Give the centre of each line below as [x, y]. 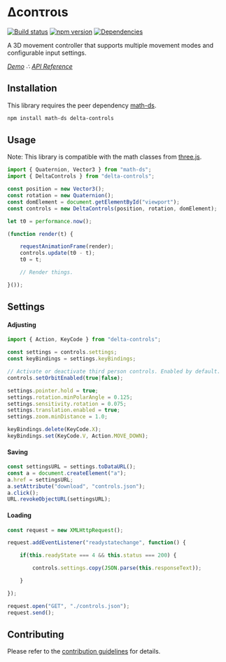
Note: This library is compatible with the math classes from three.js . [105, 157]
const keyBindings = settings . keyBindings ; [72, 359]
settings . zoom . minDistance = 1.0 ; [58, 417]
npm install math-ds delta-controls [61, 118]
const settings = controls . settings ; [62, 352]
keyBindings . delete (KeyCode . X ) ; [54, 430]
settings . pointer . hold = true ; [53, 390]
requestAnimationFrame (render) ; [67, 246]
